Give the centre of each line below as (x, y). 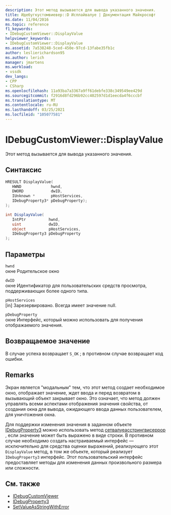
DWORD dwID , (37, 191)
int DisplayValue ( (25, 215)
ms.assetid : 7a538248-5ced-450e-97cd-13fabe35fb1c (60, 48)
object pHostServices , (46, 229)
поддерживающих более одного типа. (47, 291)
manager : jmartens (25, 62)
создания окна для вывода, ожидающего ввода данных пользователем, (84, 409)
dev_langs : (17, 77)
